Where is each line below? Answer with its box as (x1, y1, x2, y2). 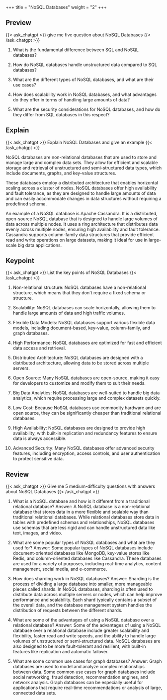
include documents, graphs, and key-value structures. (5, 170, 116, 176)
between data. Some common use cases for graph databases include (12, 669, 156, 675)
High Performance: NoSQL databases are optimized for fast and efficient (12, 340, 162, 346)
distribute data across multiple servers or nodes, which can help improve (12, 592, 163, 598)
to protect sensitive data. (12, 456, 64, 462)
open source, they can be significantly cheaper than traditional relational (12, 410, 162, 416)
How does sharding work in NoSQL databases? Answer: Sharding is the (12, 576, 160, 582)
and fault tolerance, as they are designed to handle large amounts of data (5, 190, 156, 196)
